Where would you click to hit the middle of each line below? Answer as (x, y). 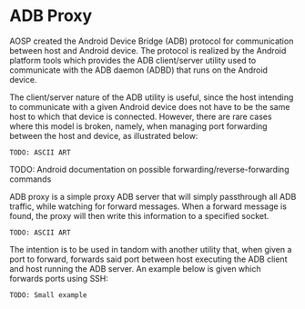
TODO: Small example (49, 295)
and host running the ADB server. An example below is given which (135, 268)
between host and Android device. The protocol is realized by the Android (148, 50)
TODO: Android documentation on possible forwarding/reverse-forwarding (149, 169)
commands (30, 179)
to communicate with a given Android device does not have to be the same (150, 106)
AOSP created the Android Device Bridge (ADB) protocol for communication (152, 41)
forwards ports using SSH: (59, 278)
